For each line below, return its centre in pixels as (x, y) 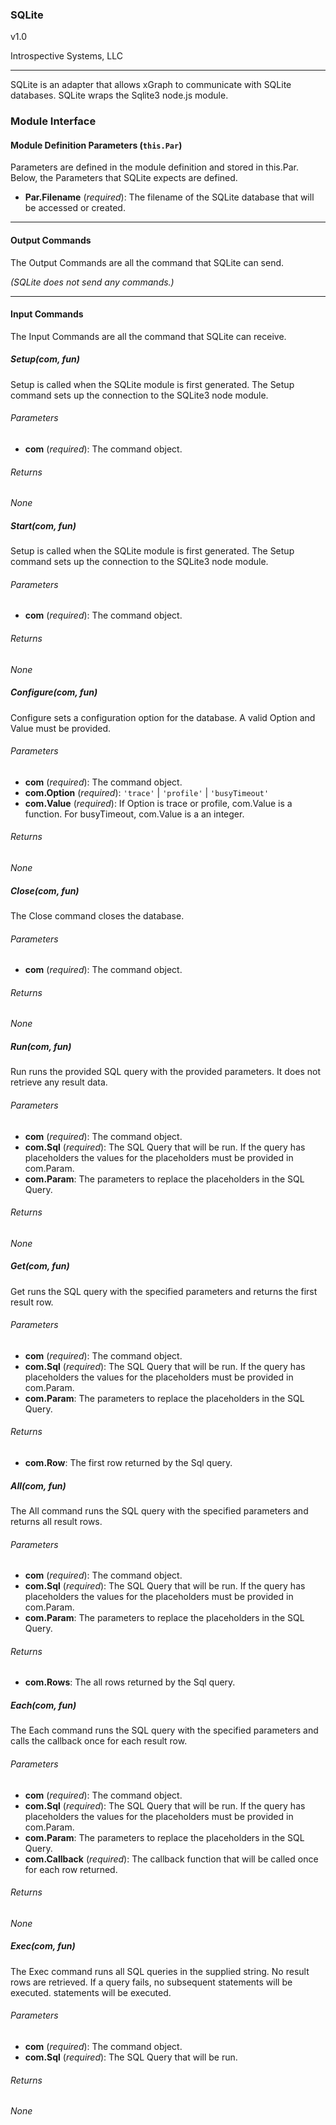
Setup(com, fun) (45, 359)
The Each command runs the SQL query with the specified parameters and (164, 1730)
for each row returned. (71, 1869)
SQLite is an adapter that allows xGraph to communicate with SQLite (151, 85)
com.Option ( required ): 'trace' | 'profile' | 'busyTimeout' (147, 792)
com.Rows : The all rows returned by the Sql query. (130, 1682)
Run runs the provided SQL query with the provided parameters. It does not (166, 1072)
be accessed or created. (75, 208)
